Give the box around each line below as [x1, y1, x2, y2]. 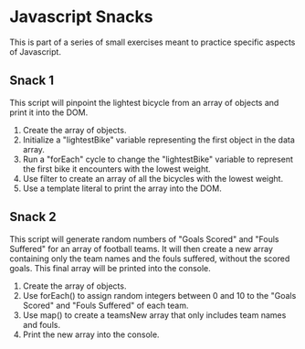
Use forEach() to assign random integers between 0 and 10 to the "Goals [22, 290, 297, 301]
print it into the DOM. [9, 107, 89, 118]
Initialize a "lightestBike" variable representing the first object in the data [22, 134, 295, 145]
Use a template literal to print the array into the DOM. [22, 183, 222, 194]
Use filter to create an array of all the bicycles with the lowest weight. [22, 173, 284, 184]
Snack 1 [9, 73, 55, 89]
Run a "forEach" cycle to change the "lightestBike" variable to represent [22, 153, 294, 164]
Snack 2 [9, 209, 57, 225]
